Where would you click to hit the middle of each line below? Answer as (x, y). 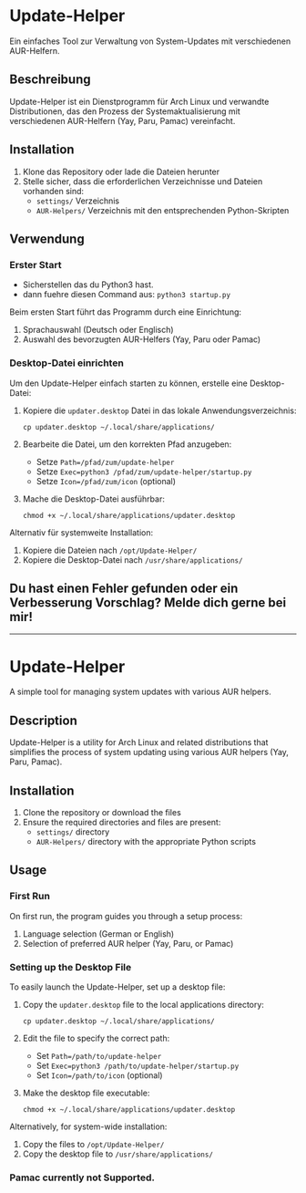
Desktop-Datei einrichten (67, 363)
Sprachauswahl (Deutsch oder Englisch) (98, 330)
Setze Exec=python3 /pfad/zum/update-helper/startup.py (144, 472)
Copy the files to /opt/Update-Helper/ (93, 1144)
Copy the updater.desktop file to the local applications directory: (143, 1004)
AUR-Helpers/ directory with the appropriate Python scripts (146, 841)
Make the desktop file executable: (86, 1093)
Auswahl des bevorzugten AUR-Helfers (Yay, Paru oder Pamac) (142, 339)
